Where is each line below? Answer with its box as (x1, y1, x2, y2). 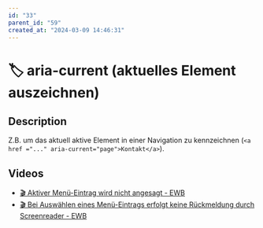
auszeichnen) (8, 83, 100, 101)
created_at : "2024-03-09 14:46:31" (8, 26, 125, 34)
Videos (8, 167, 44, 180)
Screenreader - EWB (19, 211, 87, 221)
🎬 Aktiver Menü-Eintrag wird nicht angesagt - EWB (19, 188, 185, 197)
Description (8, 115, 67, 128)
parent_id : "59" (8, 19, 61, 27)
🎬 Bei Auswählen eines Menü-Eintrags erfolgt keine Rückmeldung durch (19, 200, 255, 209)
